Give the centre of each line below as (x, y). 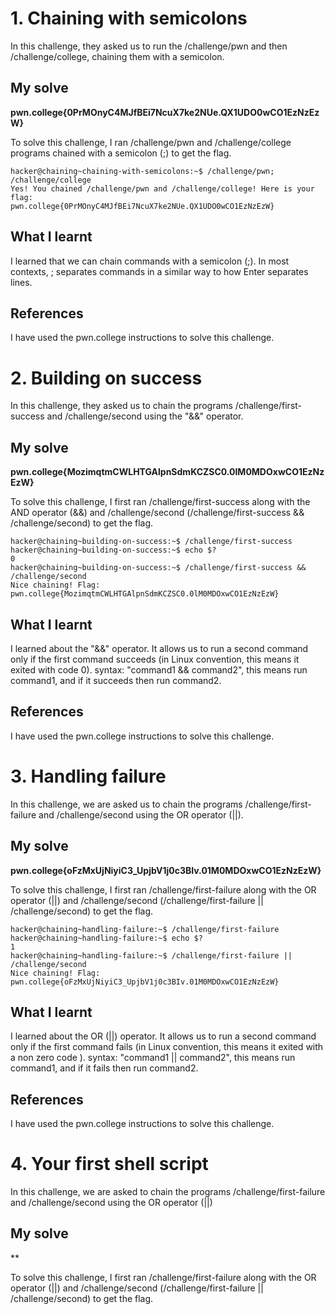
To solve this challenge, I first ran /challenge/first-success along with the (160, 502)
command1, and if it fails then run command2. (104, 1068)
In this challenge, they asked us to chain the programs (121, 406)
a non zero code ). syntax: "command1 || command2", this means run (153, 1058)
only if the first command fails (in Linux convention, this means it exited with (167, 1047)
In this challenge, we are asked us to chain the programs (126, 804)
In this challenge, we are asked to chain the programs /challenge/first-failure (168, 1192)
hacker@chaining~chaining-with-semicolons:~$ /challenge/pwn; (142, 171)
